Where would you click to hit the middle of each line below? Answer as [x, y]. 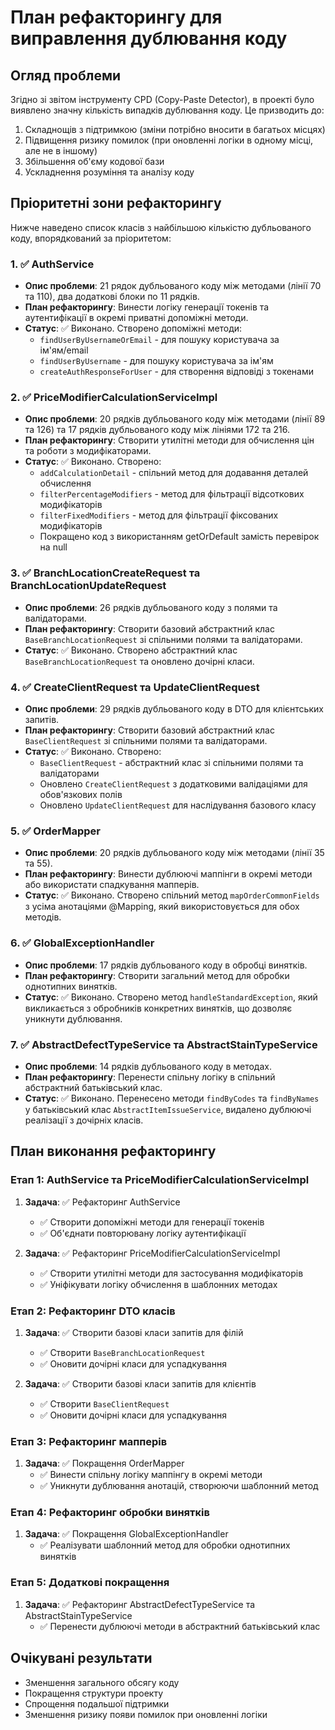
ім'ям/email [64, 350]
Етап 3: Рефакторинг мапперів [89, 1441]
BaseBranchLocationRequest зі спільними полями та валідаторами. [163, 639]
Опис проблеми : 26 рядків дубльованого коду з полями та [151, 607]
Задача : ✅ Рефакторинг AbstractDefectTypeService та [140, 1604]
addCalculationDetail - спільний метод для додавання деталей [174, 473]
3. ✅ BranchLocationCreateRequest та [105, 573]
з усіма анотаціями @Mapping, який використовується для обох [162, 907]
